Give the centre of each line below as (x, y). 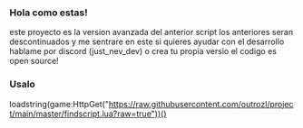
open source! (34, 61)
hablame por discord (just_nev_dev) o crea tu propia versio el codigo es (143, 51)
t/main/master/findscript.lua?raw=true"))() (88, 114)
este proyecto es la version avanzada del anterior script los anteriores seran (151, 32)
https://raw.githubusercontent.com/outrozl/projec (201, 104)
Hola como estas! (49, 13)
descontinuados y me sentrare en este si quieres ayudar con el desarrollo (147, 41)
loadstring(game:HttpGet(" (59, 104)
